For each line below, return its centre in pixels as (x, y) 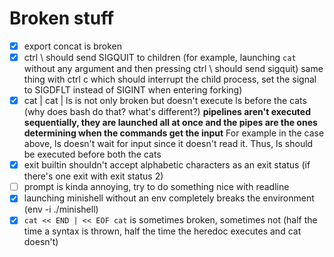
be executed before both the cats (92, 154)
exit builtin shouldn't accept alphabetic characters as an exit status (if (167, 165)
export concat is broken (72, 46)
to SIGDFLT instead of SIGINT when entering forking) (133, 90)
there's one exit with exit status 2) (93, 176)
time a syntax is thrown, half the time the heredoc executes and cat (162, 231)
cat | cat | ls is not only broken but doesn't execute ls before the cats (165, 101)
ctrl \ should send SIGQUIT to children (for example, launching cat (160, 57)
